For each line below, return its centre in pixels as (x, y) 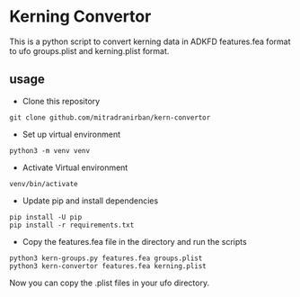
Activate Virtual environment (75, 167)
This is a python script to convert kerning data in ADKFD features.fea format (150, 41)
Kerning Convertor (80, 17)
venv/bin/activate (44, 184)
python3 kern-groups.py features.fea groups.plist (106, 258)
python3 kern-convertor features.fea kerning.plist (108, 266)
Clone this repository (61, 101)
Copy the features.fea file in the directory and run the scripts (134, 241)
